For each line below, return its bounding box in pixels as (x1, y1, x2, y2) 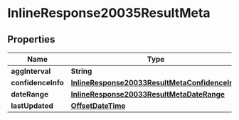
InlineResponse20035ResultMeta (7, 5, 211, 21)
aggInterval (11, 66, 51, 76)
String (70, 66, 92, 76)
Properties (7, 33, 55, 45)
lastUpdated (11, 101, 53, 111)
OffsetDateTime (70, 101, 126, 111)
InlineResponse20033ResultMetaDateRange (70, 89, 225, 99)
